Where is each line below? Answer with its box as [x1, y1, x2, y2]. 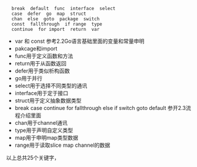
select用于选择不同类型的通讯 [14, 82, 87, 89]
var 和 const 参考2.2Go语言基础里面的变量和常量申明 [14, 37, 145, 45]
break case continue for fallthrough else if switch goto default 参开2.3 [14, 105, 186, 111]
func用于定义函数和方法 [14, 52, 73, 59]
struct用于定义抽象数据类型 [14, 97, 82, 104]
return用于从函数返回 [14, 60, 67, 67]
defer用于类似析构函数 [14, 67, 70, 74]
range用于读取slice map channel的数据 [14, 141, 111, 149]
